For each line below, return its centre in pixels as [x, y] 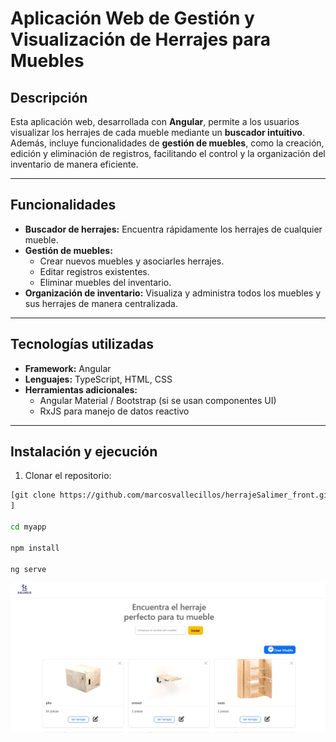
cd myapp [28, 527]
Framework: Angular [68, 368]
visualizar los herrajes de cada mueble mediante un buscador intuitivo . [157, 132]
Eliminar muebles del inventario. [105, 282]
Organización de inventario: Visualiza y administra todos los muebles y [173, 293]
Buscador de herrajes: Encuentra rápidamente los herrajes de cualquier [173, 229]
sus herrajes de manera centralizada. [101, 303]
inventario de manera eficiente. [74, 164]
